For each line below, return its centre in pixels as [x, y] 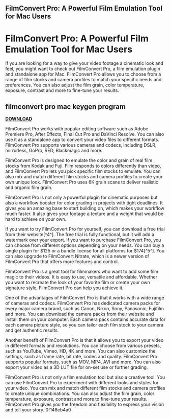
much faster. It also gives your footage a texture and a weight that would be [84, 214]
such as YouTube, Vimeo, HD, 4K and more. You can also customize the [81, 351]
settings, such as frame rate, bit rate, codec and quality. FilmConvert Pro [81, 357]
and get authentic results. [32, 330]
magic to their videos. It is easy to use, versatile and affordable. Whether [81, 277]
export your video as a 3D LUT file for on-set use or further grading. [77, 367]
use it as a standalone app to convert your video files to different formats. [82, 140]
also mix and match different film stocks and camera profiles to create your [84, 177]
